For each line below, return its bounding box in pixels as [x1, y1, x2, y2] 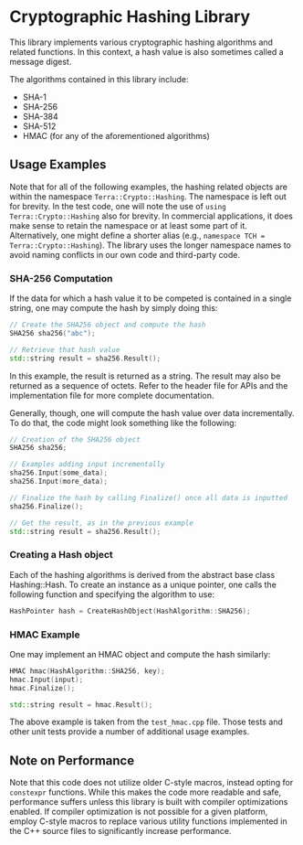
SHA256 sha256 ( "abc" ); [9, 328, 96, 337]
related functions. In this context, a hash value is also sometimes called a [9, 46, 285, 57]
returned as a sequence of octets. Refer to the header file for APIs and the [9, 380, 288, 390]
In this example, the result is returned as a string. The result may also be [9, 370, 281, 381]
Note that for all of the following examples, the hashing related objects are [9, 181, 287, 192]
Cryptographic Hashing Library [9, 6, 251, 27]
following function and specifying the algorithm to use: [9, 588, 215, 600]
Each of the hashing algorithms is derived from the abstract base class [9, 569, 276, 580]
